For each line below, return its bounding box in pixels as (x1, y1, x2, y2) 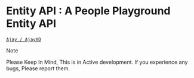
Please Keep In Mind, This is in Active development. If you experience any (6, 58, 188, 65)
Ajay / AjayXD (6, 36, 42, 42)
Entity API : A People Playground (6, 4, 171, 18)
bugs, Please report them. (6, 64, 70, 72)
